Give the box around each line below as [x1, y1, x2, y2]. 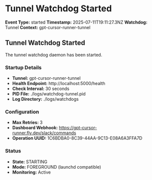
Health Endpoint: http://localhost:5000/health [12, 81, 105, 87]
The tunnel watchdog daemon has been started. [5, 52, 102, 58]
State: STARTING [12, 158, 48, 165]
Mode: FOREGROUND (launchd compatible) [12, 164, 101, 170]
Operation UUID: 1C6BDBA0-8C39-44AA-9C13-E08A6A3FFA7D [12, 135, 143, 141]
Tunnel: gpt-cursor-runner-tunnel [12, 75, 81, 81]
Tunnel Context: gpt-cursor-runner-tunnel [5, 24, 91, 30]
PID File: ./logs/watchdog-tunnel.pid [12, 91, 86, 97]
